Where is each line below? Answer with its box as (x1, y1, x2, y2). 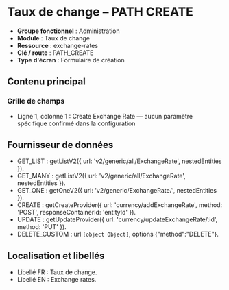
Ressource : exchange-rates (16, 41, 98, 49)
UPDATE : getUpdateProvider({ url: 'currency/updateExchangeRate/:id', (16, 215, 218, 223)
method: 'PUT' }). (16, 223, 67, 231)
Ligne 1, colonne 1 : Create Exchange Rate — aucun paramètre (16, 112, 193, 120)
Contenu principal (7, 76, 86, 88)
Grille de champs (7, 97, 65, 106)
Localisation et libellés (7, 250, 105, 261)
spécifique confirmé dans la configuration (16, 119, 136, 128)
